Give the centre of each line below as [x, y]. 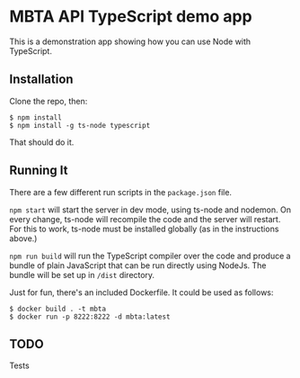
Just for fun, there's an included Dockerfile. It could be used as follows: [141, 292]
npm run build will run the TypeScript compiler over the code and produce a [150, 256]
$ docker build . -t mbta [57, 309]
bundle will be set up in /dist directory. [82, 274]
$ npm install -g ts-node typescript [80, 125]
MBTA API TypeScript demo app [131, 17]
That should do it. [42, 142]
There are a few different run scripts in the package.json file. [120, 192]
